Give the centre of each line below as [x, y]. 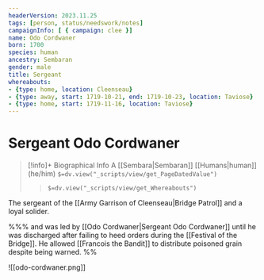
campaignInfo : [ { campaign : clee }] [71, 30]
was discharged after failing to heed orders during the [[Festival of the [123, 236]
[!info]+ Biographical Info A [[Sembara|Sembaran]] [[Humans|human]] [142, 165]
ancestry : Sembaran [40, 60]
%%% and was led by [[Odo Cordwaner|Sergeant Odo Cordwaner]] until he [132, 227]
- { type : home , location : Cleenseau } [71, 89]
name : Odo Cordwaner [42, 38]
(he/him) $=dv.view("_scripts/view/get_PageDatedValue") [122, 174]
